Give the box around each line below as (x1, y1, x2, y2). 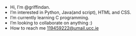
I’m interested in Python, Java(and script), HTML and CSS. (10, 9, 131, 15)
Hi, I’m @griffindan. (10, 4, 50, 10)
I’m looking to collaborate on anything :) (10, 20, 93, 26)
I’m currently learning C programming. (10, 15, 90, 20)
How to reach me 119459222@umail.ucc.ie (10, 25, 99, 31)
